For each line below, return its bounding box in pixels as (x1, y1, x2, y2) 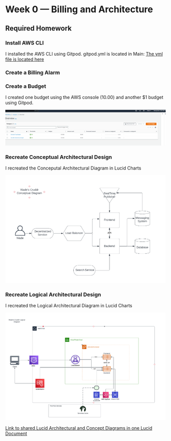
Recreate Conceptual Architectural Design (5, 153, 112, 160)
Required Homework (5, 24, 72, 33)
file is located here (5, 56, 44, 62)
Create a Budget (5, 83, 46, 90)
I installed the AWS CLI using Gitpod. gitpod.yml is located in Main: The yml (5, 51, 163, 57)
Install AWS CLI (5, 39, 44, 46)
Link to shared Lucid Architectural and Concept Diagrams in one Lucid (5, 425, 153, 431)
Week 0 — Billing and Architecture (5, 4, 153, 15)
